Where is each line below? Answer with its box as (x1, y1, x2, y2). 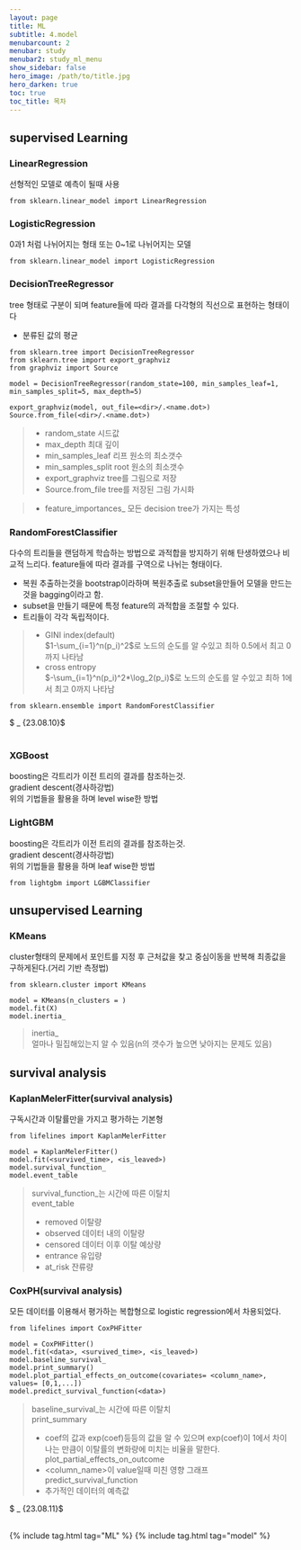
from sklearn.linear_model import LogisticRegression (9, 257, 216, 266)
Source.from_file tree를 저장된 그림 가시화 (44, 483, 195, 495)
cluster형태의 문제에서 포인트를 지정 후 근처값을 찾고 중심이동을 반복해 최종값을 (9, 951, 287, 963)
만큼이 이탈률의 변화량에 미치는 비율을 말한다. (61, 1444, 220, 1455)
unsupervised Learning (9, 902, 143, 918)
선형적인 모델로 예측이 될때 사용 (9, 179, 120, 190)
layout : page (9, 13, 58, 22)
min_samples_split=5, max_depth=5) (9, 387, 143, 396)
